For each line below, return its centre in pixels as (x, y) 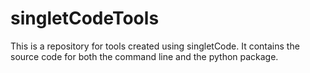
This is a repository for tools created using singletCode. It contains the (155, 46)
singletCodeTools (85, 18)
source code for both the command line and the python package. (144, 56)
